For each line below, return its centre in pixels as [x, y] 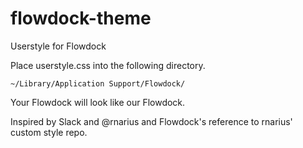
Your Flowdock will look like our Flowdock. [98, 102]
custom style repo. [49, 132]
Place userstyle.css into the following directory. [108, 65]
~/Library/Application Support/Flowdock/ [98, 83]
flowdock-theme [81, 18]
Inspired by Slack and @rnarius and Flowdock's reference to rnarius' [151, 121]
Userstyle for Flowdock [58, 46]
